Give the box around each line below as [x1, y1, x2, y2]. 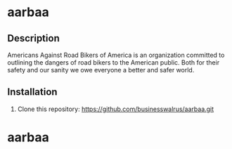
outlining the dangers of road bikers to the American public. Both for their [7, 58, 220, 67]
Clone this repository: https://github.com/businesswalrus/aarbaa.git [17, 105, 214, 113]
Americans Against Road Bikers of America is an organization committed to [7, 51, 225, 59]
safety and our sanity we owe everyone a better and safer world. [7, 66, 195, 74]
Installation [7, 86, 58, 98]
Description [7, 32, 60, 44]
